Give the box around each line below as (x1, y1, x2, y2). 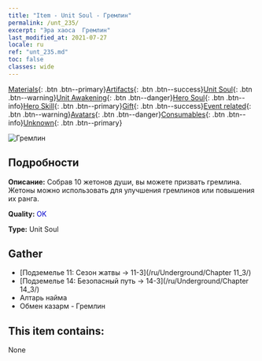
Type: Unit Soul (8, 224, 59, 233)
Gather (8, 247, 43, 260)
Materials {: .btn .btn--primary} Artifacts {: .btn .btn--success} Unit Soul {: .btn (8, 84, 253, 94)
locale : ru (8, 41, 44, 49)
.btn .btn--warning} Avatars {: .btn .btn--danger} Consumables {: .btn (8, 110, 226, 119)
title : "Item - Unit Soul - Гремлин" (8, 11, 132, 20)
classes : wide (8, 63, 55, 71)
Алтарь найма (19, 293, 68, 303)
